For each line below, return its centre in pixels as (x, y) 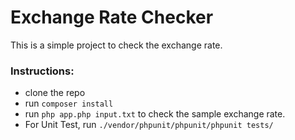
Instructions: (42, 71)
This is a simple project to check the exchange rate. (116, 45)
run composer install (69, 103)
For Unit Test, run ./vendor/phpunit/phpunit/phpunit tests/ (149, 125)
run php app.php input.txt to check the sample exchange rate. (155, 114)
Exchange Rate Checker (112, 17)
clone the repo (55, 93)
